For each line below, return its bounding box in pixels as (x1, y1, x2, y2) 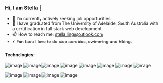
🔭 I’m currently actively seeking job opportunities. (12, 16, 112, 21)
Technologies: (5, 51, 35, 58)
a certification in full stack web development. (12, 26, 103, 32)
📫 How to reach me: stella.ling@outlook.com (12, 31, 103, 37)
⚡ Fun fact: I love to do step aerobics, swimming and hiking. (12, 39, 132, 44)
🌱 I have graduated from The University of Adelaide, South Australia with (12, 21, 159, 26)
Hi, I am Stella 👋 (5, 4, 42, 11)
